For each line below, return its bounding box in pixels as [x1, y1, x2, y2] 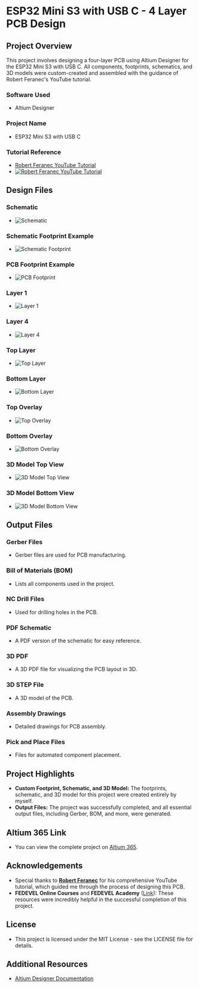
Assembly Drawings [6, 709, 66, 717]
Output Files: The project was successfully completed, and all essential [14, 804, 192, 811]
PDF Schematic [6, 623, 52, 632]
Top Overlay [6, 403, 43, 412]
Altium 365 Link [6, 827, 67, 838]
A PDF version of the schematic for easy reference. [14, 637, 142, 645]
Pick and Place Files [6, 738, 66, 746]
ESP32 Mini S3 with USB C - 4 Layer [6, 4, 187, 18]
